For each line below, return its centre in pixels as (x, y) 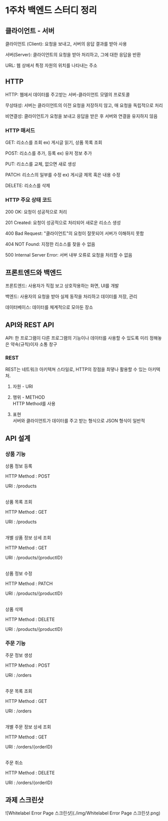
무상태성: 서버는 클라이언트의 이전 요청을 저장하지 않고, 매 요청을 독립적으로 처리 (84, 105)
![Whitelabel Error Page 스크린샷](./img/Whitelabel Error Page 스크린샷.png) (83, 813)
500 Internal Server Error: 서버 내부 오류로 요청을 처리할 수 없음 (69, 255)
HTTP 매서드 (20, 130)
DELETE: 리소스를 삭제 (28, 186)
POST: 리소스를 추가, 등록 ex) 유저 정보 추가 (49, 153)
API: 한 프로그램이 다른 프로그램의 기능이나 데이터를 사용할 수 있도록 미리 (77, 338)
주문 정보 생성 (19, 655)
